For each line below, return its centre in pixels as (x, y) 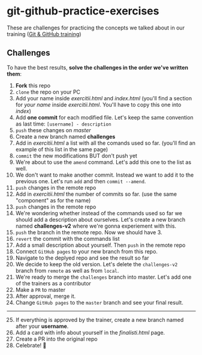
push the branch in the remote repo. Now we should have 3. (89, 232)
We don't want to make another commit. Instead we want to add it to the (105, 175)
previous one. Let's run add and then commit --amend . (81, 181)
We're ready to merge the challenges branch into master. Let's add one (103, 277)
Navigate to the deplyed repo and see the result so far (82, 258)
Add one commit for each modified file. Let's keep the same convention (104, 117)
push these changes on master (53, 130)
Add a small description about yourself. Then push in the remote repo (100, 245)
